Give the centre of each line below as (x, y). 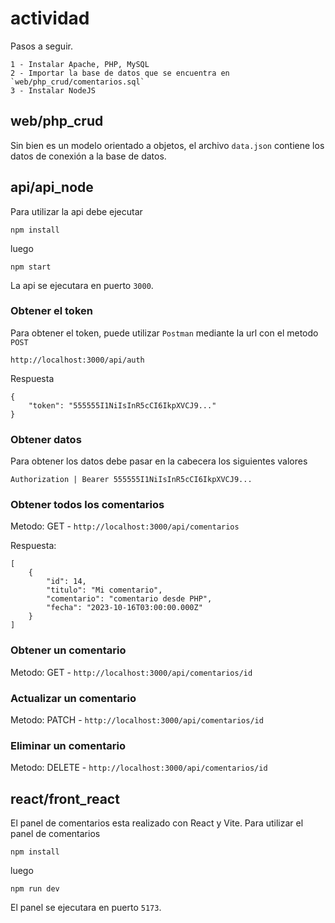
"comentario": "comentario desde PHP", (129, 599)
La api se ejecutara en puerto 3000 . (82, 285)
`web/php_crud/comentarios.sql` (77, 82)
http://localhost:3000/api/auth (77, 360)
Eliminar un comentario (68, 745)
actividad (50, 18)
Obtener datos (46, 439)
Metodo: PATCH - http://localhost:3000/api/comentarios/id (137, 720)
